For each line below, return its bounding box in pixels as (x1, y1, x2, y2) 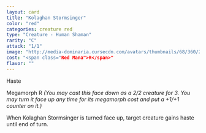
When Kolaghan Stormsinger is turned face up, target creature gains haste (6, 114, 194, 121)
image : (6, 49, 23, 55)
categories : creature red (6, 26, 72, 32)
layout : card (6, 9, 40, 15)
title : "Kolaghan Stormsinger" (6, 15, 86, 21)
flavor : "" (6, 60, 34, 66)
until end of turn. (6, 120, 48, 127)
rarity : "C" (6, 37, 37, 44)
